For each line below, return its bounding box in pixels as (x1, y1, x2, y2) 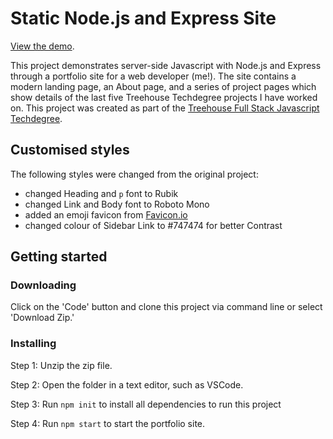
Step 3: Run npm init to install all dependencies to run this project (10, 398, 282, 410)
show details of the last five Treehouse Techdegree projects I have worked (10, 91, 318, 103)
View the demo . (10, 40, 75, 52)
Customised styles (10, 142, 130, 159)
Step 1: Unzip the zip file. (10, 359, 113, 371)
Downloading (10, 278, 77, 292)
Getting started (10, 248, 108, 266)
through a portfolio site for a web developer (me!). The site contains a (10, 70, 297, 82)
